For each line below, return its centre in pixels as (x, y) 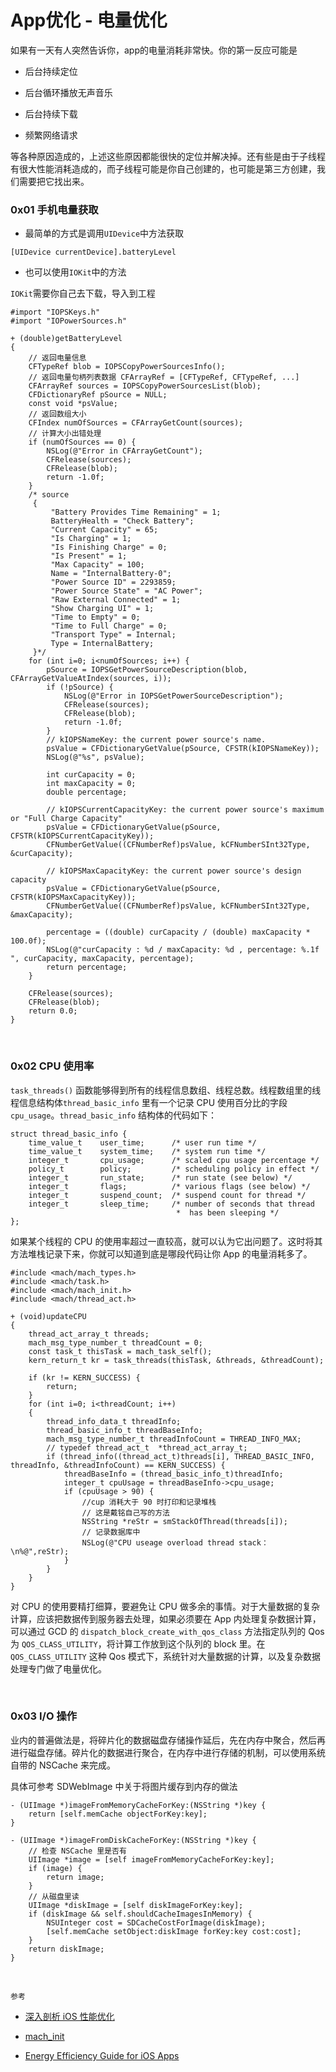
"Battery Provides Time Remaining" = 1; (136, 512)
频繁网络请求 (51, 135)
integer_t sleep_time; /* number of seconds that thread (171, 1204)
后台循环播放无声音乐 (68, 92)
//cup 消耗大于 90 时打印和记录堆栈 (149, 1502)
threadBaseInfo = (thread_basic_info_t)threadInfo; (173, 1474)
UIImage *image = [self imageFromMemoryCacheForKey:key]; (151, 1859)
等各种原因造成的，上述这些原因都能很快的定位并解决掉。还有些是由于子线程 (168, 156)
